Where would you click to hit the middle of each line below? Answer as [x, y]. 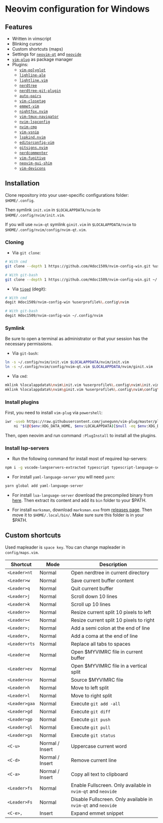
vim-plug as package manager [42, 59]
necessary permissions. [29, 344]
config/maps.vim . [22, 552]
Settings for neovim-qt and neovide [47, 54]
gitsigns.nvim [33, 148]
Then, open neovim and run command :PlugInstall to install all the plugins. [81, 435]
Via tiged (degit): [29, 289]
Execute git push [91, 719]
